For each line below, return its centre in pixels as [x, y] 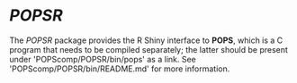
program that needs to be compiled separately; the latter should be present [148, 49]
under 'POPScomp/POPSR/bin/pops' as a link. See [103, 59]
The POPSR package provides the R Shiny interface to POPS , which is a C [146, 40]
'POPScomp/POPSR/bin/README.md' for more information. [120, 69]
